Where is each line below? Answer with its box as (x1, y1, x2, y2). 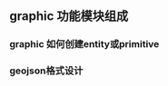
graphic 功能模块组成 (9, 8, 129, 24)
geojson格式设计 (9, 64, 84, 77)
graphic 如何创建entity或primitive (9, 38, 160, 51)
